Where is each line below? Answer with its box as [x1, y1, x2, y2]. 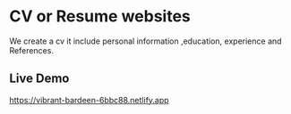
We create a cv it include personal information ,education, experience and [9, 36, 282, 46]
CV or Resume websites [9, 6, 191, 27]
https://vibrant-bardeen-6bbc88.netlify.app [9, 94, 169, 105]
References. [9, 45, 54, 55]
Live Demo [9, 71, 70, 86]
